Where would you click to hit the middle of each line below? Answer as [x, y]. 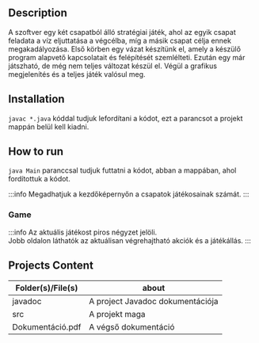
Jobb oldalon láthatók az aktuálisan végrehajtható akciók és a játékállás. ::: [130, 240]
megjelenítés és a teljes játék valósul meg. [77, 74]
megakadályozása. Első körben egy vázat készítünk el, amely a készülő [125, 49]
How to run [36, 152]
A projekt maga [117, 314]
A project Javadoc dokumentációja [154, 301]
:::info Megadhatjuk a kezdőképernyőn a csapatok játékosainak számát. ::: [129, 194]
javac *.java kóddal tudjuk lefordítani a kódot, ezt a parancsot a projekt [126, 118]
